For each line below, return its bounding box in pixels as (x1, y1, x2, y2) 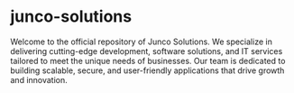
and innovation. (10, 74, 69, 85)
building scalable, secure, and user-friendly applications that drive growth (10, 65, 285, 76)
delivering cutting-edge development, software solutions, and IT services (10, 45, 283, 56)
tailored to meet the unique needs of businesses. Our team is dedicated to (10, 55, 286, 66)
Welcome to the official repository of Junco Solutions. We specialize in (10, 36, 273, 47)
